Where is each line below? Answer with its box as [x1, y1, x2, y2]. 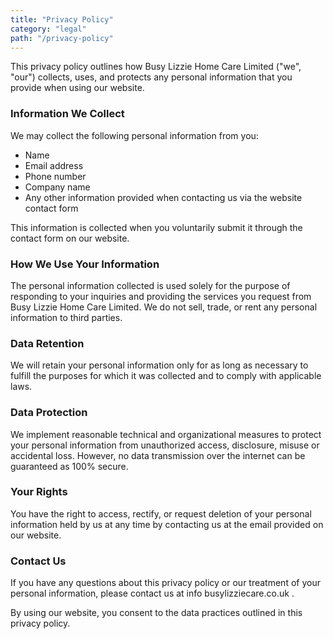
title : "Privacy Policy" [10, 14, 114, 25]
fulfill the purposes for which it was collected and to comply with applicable [10, 370, 322, 382]
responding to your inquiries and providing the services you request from [10, 290, 312, 302]
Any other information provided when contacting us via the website [24, 191, 303, 203]
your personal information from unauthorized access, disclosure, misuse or [10, 439, 320, 451]
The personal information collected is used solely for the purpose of [10, 279, 291, 291]
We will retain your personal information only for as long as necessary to [10, 359, 309, 371]
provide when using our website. [10, 82, 145, 94]
